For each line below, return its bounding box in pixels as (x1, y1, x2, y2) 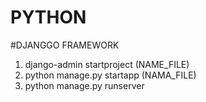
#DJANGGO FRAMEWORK (10, 39, 120, 51)
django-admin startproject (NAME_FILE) (24, 58, 190, 70)
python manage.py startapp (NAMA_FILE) (24, 69, 197, 81)
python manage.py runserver (24, 79, 145, 91)
